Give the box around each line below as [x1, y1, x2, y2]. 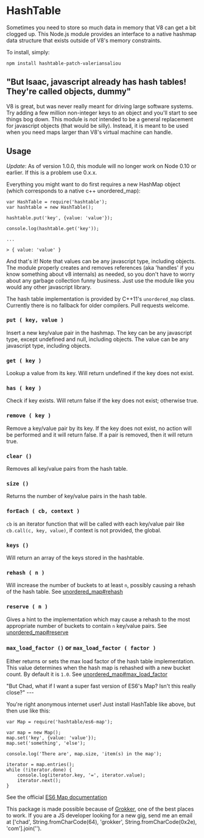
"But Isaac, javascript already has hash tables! [6, 77, 187, 87]
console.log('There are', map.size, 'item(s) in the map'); [6, 750, 163, 757]
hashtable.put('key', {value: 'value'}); [6, 214, 113, 221]
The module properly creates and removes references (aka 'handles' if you [6, 264, 194, 271]
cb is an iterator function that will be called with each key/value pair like [6, 520, 185, 527]
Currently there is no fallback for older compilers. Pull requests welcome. [6, 301, 190, 309]
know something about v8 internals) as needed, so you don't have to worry [6, 270, 195, 278]
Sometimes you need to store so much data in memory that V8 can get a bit [6, 24, 196, 31]
